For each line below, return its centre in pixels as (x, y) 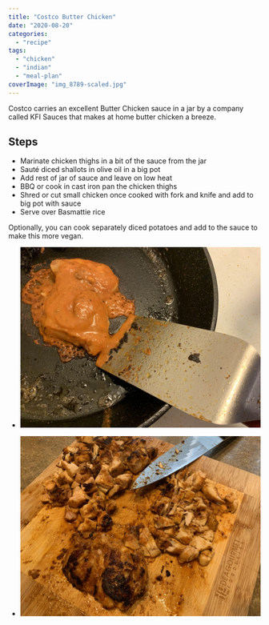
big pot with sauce (50, 203)
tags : (17, 51)
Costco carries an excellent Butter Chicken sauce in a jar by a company (126, 108)
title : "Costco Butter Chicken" (62, 17)
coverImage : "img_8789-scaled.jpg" (68, 84)
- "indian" (34, 68)
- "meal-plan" (39, 76)
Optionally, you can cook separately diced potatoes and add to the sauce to (133, 227)
